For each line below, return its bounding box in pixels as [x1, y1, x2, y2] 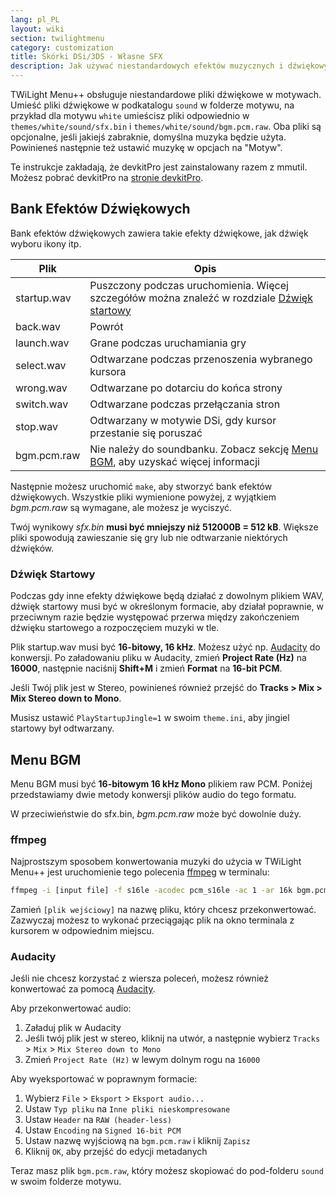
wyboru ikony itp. [10, 237, 82, 250]
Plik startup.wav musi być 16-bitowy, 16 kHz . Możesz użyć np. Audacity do [10, 641, 321, 653]
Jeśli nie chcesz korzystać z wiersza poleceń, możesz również [10, 972, 269, 985]
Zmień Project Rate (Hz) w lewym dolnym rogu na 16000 [24, 1054, 261, 1066]
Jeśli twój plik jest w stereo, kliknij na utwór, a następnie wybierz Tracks [24, 1032, 321, 1045]
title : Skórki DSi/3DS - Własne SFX [10, 52, 163, 62]
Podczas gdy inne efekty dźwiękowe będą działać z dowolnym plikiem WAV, [10, 590, 325, 602]
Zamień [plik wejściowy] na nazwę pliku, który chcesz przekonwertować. [10, 904, 317, 916]
